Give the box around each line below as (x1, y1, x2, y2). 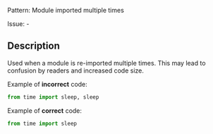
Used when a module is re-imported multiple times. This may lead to (7, 59, 206, 67)
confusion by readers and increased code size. (7, 66, 145, 75)
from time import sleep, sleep (7, 93, 99, 101)
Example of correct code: (7, 106, 83, 115)
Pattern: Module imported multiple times (7, 6, 125, 14)
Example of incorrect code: (7, 80, 88, 88)
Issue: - (7, 20, 30, 28)
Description (7, 40, 60, 52)
